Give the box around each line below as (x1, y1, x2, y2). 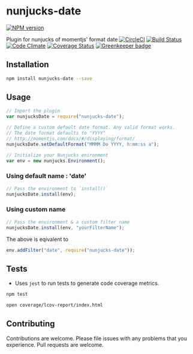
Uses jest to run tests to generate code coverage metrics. (14, 279, 159, 287)
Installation (6, 60, 49, 70)
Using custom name (6, 206, 66, 214)
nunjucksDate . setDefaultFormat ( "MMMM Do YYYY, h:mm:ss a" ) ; (6, 141, 160, 147)
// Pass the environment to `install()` (6, 185, 109, 192)
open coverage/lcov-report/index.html (6, 302, 103, 308)
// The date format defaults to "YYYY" (6, 130, 106, 136)
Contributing (6, 319, 55, 329)
